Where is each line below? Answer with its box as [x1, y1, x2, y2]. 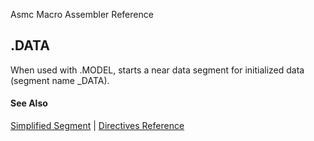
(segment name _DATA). [10, 74, 110, 86]
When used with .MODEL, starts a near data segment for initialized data [10, 64, 305, 76]
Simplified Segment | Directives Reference [10, 120, 185, 132]
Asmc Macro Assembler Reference [10, 9, 154, 20]
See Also [10, 97, 48, 109]
